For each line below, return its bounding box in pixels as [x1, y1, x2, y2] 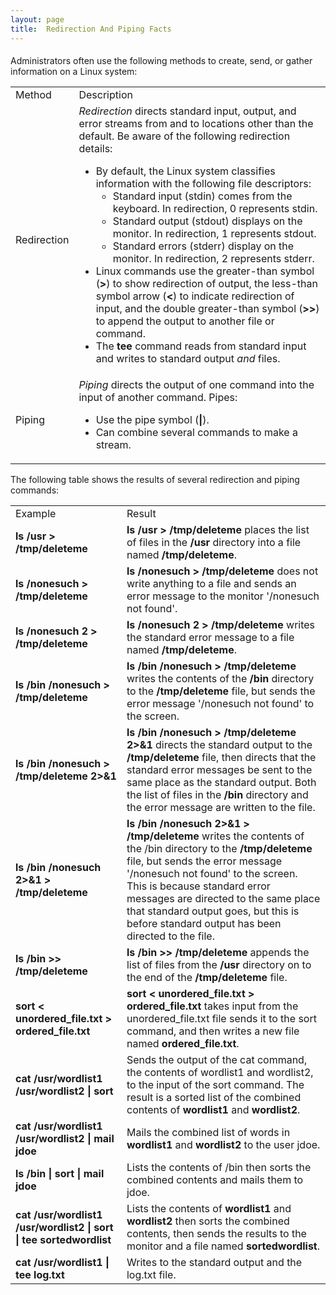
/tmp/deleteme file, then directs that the [126, 751, 317, 765]
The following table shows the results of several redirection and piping [10, 474, 300, 486]
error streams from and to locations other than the [78, 117, 314, 131]
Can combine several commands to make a [95, 426, 298, 440]
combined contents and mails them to [126, 1173, 304, 1187]
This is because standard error [126, 879, 271, 893]
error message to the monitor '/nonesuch [126, 589, 320, 603]
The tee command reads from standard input [95, 339, 307, 353]
